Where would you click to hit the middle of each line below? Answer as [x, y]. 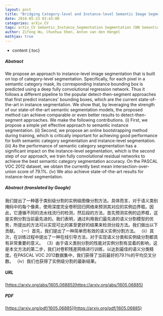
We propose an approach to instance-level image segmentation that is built [80, 74]
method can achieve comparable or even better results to [62, 115]
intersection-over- [131, 166]
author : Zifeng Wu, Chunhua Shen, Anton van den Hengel [63, 32]
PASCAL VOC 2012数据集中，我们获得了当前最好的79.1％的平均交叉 [85, 255]
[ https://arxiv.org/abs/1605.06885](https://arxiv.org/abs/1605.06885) [74, 284]
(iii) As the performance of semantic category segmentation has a [71, 145]
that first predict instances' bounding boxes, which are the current [71, 99]
